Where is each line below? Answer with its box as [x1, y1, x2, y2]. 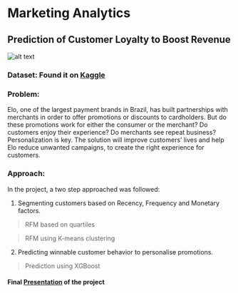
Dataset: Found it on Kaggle [7, 70, 105, 80]
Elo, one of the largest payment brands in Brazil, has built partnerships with [7, 106, 228, 114]
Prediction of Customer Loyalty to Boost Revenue [7, 34, 232, 46]
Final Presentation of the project [7, 278, 105, 287]
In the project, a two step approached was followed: [7, 185, 160, 193]
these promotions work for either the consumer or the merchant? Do [7, 120, 208, 129]
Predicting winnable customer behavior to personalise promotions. [17, 247, 214, 256]
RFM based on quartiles [24, 220, 95, 229]
